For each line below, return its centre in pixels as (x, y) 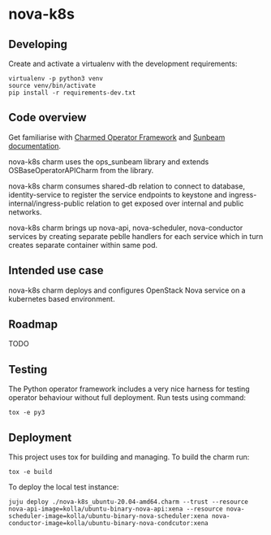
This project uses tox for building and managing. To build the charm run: (129, 457)
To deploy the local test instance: (64, 487)
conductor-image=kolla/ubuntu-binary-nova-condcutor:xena (108, 524)
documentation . (35, 146)
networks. (25, 211)
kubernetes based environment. (62, 298)
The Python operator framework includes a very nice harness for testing (129, 389)
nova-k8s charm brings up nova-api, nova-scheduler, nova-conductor (126, 228)
